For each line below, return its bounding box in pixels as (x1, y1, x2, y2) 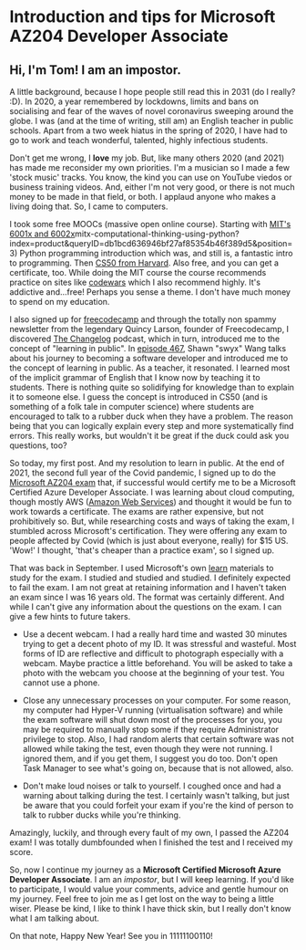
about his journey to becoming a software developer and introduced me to (9, 353, 289, 363)
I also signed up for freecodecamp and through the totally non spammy (9, 314, 277, 325)
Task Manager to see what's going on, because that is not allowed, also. (22, 763, 294, 773)
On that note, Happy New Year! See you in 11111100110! (9, 931, 214, 941)
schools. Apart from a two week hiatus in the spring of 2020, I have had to (9, 125, 289, 136)
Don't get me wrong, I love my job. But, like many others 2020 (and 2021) (9, 152, 285, 163)
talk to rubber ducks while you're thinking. (22, 809, 181, 820)
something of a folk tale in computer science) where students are (9, 402, 255, 412)
